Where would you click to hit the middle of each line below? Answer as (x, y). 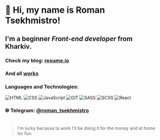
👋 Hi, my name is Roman (55, 10)
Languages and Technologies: (42, 87)
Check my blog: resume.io (37, 60)
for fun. (25, 133)
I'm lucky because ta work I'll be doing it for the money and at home (86, 128)
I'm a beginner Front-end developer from (69, 39)
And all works (22, 73)
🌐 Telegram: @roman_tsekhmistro (47, 110)
